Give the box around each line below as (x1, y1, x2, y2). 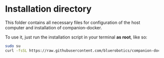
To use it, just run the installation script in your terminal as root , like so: (5, 34, 147, 40)
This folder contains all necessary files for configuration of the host (5, 19, 141, 25)
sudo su (5, 43, 21, 48)
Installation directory (5, 3, 92, 15)
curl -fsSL (5, 48, 27, 53)
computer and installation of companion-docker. (5, 24, 102, 30)
